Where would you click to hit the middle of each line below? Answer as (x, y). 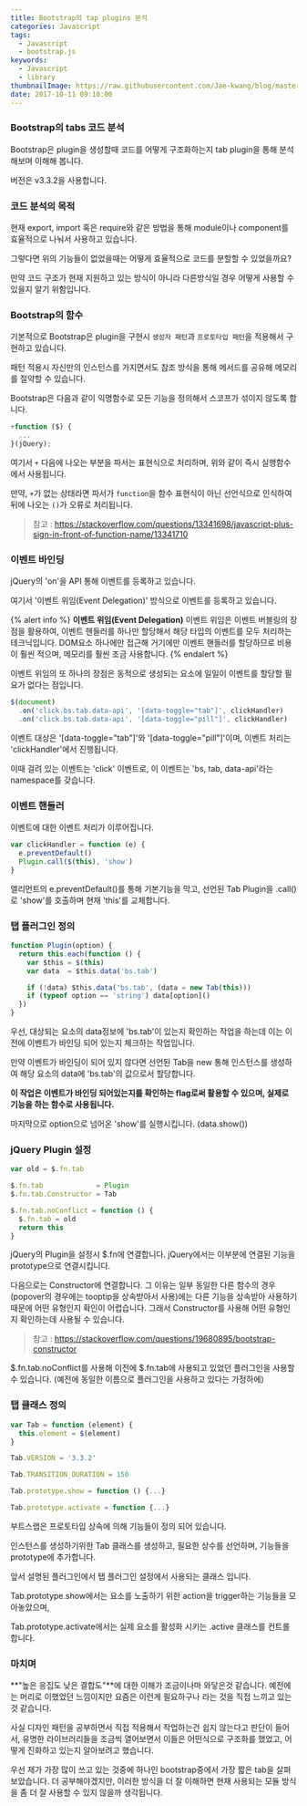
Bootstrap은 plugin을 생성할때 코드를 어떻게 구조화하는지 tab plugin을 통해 (144, 149)
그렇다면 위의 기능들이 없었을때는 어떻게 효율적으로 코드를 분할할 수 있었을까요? (151, 259)
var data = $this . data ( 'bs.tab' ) (92, 971)
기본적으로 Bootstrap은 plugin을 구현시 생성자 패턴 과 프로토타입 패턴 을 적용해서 (147, 337)
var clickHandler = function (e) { (78, 845)
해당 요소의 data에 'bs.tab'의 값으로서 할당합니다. (107, 1074)
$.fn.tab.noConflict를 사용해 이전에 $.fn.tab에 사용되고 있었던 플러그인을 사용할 (153, 1368)
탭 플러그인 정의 (43, 926)
